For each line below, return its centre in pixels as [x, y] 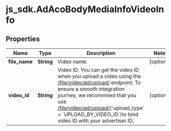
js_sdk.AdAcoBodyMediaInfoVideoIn [85, 9]
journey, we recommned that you [97, 95]
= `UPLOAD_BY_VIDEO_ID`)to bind [98, 114]
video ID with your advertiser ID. [96, 121]
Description [101, 53]
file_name [21, 62]
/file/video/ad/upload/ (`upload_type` [101, 108]
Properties [23, 39]
